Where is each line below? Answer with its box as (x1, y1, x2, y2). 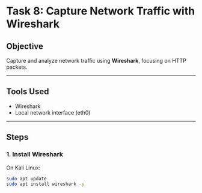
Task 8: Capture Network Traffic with (6, 4, 195, 18)
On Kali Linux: (6, 164, 41, 171)
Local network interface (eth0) (14, 109, 91, 116)
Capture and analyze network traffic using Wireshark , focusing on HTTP (6, 57, 186, 64)
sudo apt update (6, 176, 47, 182)
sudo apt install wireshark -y (6, 181, 85, 188)
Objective (6, 41, 44, 51)
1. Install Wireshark (6, 150, 63, 159)
